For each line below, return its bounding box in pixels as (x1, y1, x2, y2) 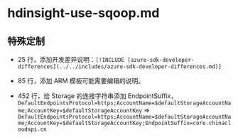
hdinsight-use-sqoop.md (7, 5, 160, 21)
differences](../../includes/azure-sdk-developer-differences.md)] (17, 63, 222, 70)
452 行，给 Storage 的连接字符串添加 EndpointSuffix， (17, 92, 178, 100)
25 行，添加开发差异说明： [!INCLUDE (17, 55, 125, 63)
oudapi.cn (17, 126, 48, 133)
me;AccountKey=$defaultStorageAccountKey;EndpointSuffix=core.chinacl (17, 119, 232, 126)
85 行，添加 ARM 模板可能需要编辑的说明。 (17, 77, 144, 85)
